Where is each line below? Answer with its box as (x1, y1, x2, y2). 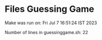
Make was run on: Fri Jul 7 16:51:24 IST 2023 (4, 20, 97, 26)
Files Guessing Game (4, 3, 94, 15)
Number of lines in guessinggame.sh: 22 (4, 29, 88, 35)
